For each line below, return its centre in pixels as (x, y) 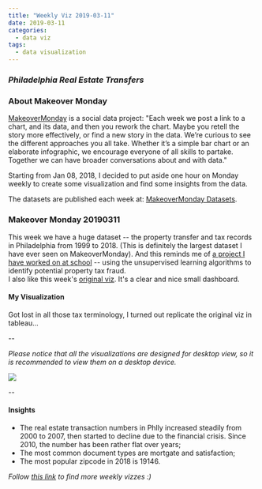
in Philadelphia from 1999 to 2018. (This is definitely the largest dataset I (125, 245)
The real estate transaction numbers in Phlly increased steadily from (131, 427)
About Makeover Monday (58, 101)
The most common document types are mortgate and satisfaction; (127, 453)
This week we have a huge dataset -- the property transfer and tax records (130, 237)
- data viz (33, 38)
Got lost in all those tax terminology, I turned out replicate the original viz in (130, 314)
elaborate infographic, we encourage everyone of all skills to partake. (121, 152)
